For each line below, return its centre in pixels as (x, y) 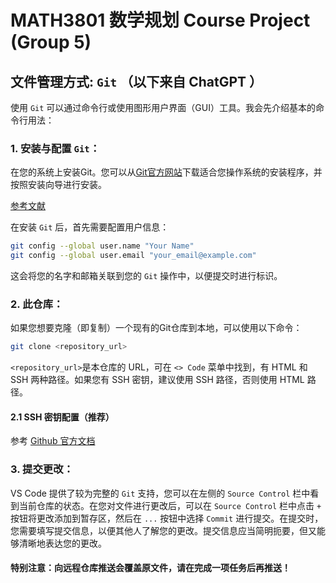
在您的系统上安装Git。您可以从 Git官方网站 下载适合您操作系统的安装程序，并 (166, 172)
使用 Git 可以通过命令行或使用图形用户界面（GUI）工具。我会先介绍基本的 (163, 107)
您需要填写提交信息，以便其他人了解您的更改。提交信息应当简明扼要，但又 (163, 530)
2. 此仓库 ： (37, 304)
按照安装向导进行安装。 (58, 185)
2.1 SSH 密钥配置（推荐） (62, 417)
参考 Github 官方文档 (53, 441)
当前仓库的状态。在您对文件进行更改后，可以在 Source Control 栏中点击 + (170, 505)
